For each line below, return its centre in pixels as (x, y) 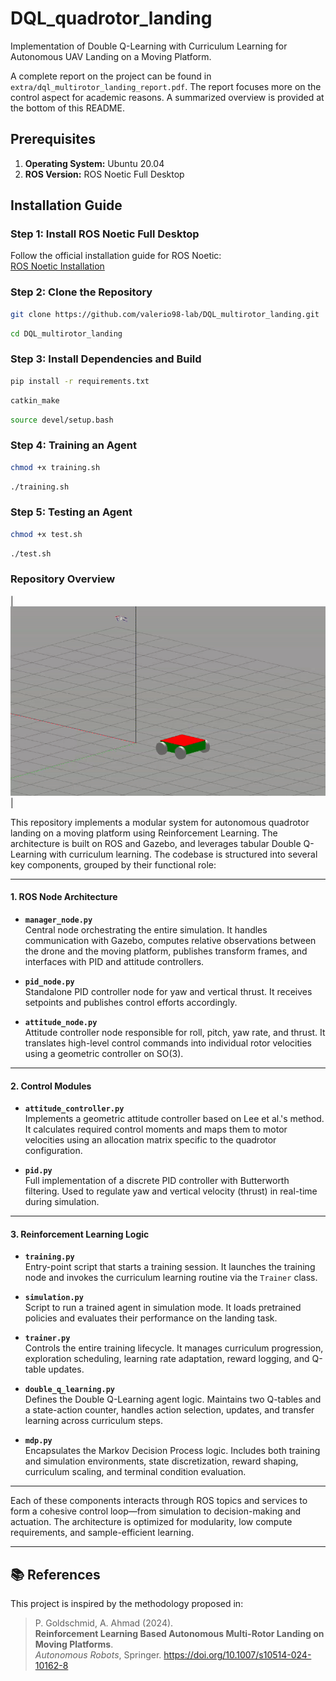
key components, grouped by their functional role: (113, 864)
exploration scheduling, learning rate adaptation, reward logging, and (167, 1359)
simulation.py (54, 1298)
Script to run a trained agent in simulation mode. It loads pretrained (163, 1308)
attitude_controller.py (74, 1109)
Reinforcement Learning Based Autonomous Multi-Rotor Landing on (179, 1634)
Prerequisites (53, 139)
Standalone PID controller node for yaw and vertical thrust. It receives (168, 992)
